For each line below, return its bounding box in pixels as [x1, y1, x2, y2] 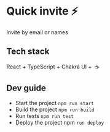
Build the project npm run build [15, 106, 95, 113]
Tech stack [6, 46, 50, 57]
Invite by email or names [6, 28, 69, 36]
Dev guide [6, 83, 46, 94]
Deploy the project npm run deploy [15, 119, 104, 126]
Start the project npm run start [15, 99, 94, 106]
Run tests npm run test [15, 112, 74, 119]
